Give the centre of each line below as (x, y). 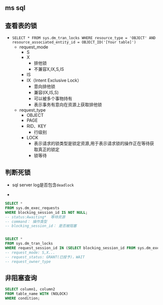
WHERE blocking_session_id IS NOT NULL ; (47, 212)
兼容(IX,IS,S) (46, 93)
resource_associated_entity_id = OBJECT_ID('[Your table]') (74, 42)
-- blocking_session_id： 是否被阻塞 (41, 226)
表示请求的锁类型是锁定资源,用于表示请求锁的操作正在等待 (92, 144)
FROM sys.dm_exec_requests (32, 208)
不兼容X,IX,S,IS (49, 69)
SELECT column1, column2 (30, 289)
